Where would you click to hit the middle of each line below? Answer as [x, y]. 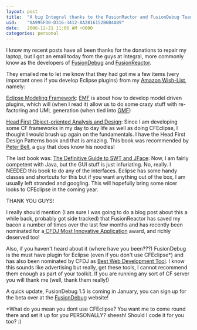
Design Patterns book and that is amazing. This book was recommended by [98, 141]
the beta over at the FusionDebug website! [57, 298]
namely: [16, 86]
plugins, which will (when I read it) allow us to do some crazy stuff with [92, 104]
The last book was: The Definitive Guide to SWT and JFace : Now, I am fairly [97, 158]
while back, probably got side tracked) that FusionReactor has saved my [93, 219]
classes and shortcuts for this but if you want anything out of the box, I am [96, 177]
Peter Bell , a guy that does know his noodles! [61, 147]
